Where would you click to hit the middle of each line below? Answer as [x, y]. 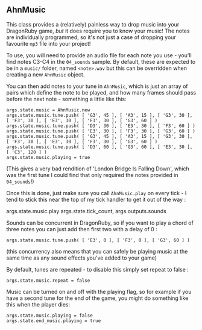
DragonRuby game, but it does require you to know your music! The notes [98, 31]
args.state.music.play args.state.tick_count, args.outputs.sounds [87, 211]
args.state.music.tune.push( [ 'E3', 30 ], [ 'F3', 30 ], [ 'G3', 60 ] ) [101, 131]
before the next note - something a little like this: [66, 99]
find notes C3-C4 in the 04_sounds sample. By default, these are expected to [101, 61]
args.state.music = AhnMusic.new [48, 110]
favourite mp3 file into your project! [49, 43]
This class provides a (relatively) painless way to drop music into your [93, 24]
